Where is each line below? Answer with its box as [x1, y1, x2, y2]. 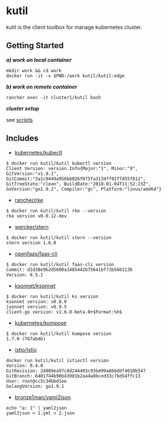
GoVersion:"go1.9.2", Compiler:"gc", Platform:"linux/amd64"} [6, 186, 162, 192]
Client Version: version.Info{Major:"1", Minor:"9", [6, 165, 138, 171]
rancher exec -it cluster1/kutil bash [6, 94, 101, 101]
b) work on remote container [6, 83, 78, 90]
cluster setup [6, 105, 39, 112]
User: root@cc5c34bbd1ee [6, 378, 67, 384]
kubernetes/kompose [14, 319, 67, 326]
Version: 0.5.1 [6, 272, 44, 278]
